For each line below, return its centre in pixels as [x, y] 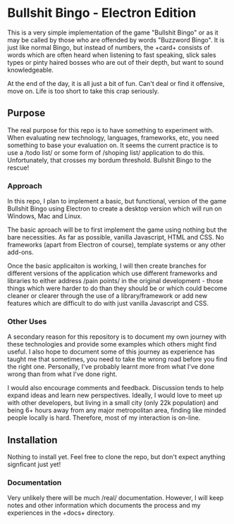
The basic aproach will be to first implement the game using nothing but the [117, 230]
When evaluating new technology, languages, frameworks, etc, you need [113, 137]
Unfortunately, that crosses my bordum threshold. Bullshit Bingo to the [109, 160]
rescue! [18, 168]
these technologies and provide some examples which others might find [112, 344]
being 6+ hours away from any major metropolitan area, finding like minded [117, 411]
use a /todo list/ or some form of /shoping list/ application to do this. [106, 152]
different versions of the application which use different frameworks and [112, 273]
